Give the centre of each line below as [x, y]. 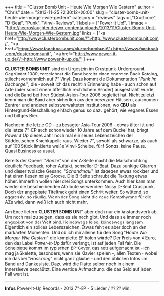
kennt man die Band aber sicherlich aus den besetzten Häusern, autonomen [82, 100]
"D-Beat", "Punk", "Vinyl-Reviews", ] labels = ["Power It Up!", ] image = [76, 23]
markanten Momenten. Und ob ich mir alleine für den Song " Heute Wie [76, 233]
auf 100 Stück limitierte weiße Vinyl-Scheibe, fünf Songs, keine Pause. [76, 146]
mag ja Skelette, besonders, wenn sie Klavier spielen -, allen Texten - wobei [81, 253]
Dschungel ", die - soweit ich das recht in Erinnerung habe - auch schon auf [81, 84]
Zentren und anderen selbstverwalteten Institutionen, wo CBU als [71, 105]
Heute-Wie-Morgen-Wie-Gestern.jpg [42, 33]
